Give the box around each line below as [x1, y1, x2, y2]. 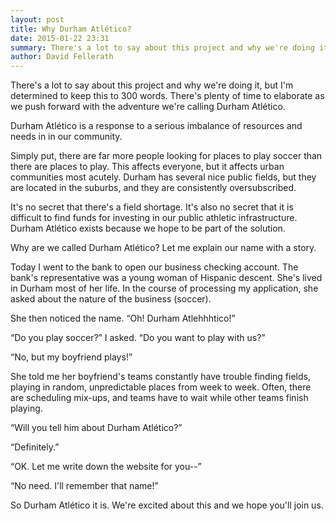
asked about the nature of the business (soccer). [10, 293, 212, 305]
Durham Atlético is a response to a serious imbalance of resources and [10, 120, 303, 132]
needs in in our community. [10, 131, 123, 143]
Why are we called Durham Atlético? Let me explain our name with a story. [10, 242, 317, 254]
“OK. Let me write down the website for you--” [10, 461, 202, 473]
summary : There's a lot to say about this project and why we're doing [10, 42, 315, 53]
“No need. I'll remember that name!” [10, 480, 159, 492]
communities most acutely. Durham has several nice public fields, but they [10, 171, 317, 183]
